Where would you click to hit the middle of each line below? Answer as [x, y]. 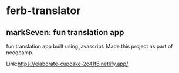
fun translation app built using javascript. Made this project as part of [89, 46]
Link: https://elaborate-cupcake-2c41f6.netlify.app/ [67, 64]
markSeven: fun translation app [65, 32]
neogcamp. [20, 53]
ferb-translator [43, 11]
